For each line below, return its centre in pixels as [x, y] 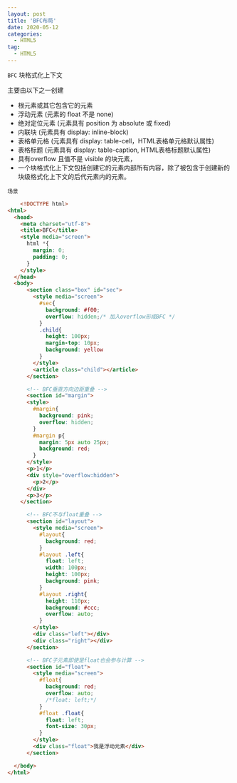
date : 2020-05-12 [33, 27]
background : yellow [74, 350]
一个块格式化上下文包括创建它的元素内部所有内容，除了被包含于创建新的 [123, 168]
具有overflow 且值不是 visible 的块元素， [77, 158]
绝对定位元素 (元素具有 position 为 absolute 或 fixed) [94, 123]
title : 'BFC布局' [32, 21]
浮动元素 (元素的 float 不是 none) [65, 114]
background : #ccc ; [73, 608]
